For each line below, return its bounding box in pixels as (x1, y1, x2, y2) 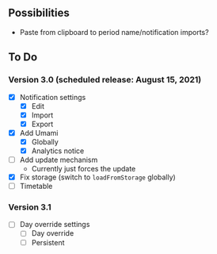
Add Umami (19, 128, 59, 137)
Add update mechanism (19, 155, 98, 164)
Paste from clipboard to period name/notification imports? (19, 27, 209, 37)
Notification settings (19, 92, 86, 102)
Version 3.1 (8, 202, 51, 213)
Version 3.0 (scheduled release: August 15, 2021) (8, 75, 202, 86)
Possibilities (8, 6, 70, 20)
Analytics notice (31, 146, 85, 156)
